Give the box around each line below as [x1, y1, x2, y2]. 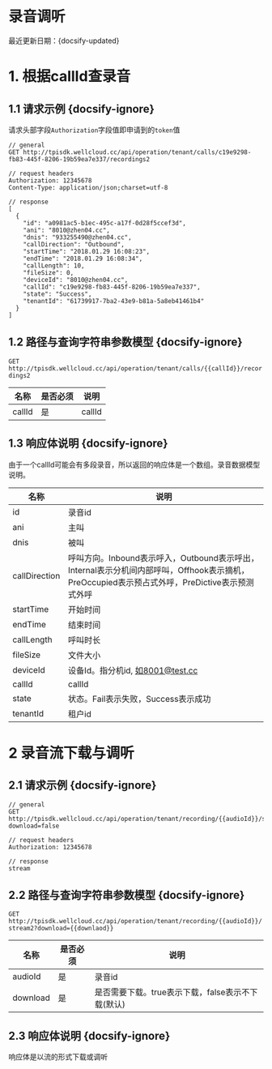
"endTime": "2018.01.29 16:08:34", [23, 254, 143, 263]
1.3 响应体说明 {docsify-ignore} [8, 437, 168, 451]
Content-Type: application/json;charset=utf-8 [8, 183, 168, 191]
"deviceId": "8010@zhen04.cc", [23, 276, 129, 284]
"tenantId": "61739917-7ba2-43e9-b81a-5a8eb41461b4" [23, 297, 205, 305]
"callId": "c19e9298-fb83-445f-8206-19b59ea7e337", [23, 283, 201, 291]
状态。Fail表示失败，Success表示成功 [67, 693, 211, 704]
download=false [8, 822, 60, 830]
